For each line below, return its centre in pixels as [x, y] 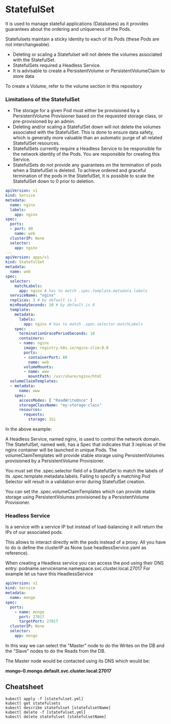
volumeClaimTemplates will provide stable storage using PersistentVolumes [85, 456]
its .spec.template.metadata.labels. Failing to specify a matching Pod [78, 476]
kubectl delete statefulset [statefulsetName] [56, 717]
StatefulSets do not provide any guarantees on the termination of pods [87, 165]
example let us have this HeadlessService [49, 574]
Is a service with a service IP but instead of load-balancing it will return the [84, 527]
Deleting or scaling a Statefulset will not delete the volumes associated [87, 54]
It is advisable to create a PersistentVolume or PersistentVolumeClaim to [89, 71]
